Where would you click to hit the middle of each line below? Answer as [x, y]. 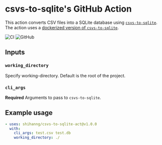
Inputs [15, 52]
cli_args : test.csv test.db [42, 133]
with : [15, 128]
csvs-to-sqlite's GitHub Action [68, 9]
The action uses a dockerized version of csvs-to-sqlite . [62, 27]
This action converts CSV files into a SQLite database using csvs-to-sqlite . [81, 22]
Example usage [29, 113]
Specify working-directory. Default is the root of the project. [65, 75]
